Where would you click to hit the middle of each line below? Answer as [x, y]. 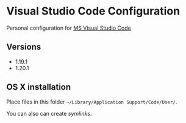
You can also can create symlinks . [49, 113]
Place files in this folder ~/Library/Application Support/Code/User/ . [92, 102]
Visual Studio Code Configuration [93, 11]
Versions [24, 47]
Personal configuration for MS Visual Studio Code [69, 28]
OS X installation [39, 87]
